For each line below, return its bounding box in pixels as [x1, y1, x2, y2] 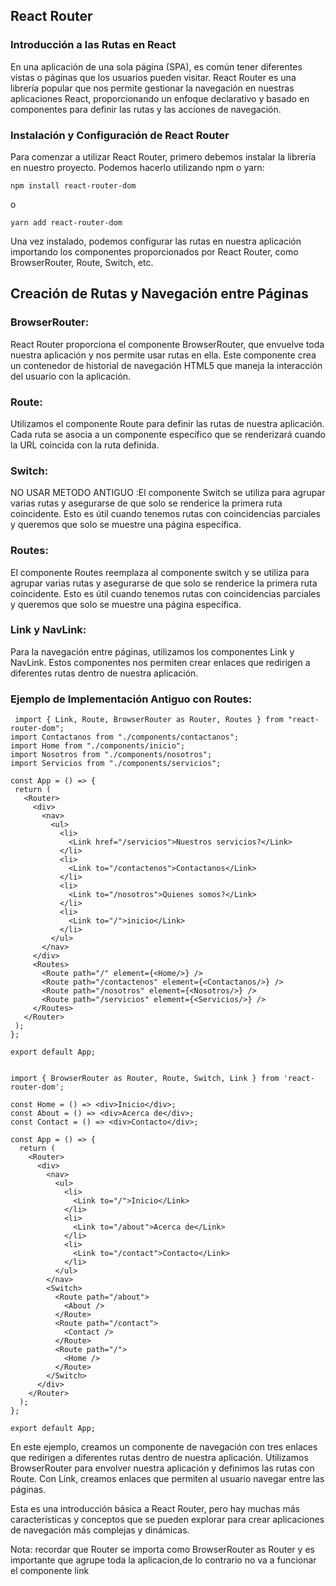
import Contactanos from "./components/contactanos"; [10, 732, 240, 743]
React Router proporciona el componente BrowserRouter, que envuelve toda [10, 338, 325, 350]
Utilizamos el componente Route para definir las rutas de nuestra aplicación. [10, 417, 325, 429]
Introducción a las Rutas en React [10, 38, 177, 52]
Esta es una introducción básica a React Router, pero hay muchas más [10, 1503, 300, 1515]
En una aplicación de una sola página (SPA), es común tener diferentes [10, 60, 303, 73]
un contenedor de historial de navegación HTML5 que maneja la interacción [10, 359, 323, 371]
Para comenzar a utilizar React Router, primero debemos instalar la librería [10, 150, 317, 163]
